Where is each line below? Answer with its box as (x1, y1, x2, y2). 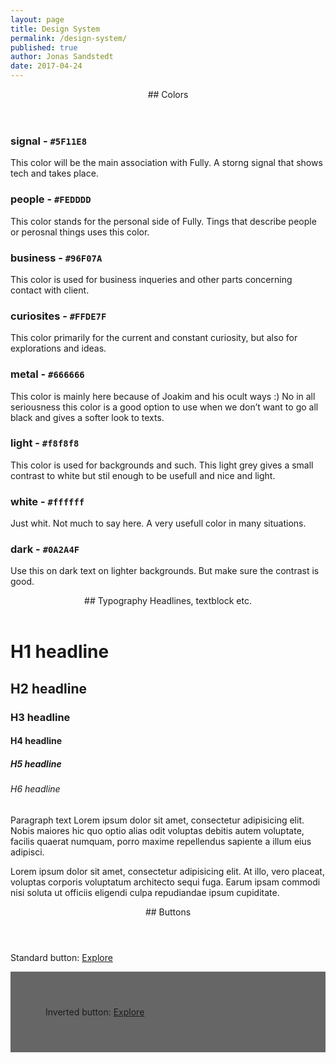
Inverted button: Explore (45, 1006, 145, 1018)
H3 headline (10, 710, 71, 724)
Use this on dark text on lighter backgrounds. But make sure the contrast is (10, 565, 320, 577)
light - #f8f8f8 (10, 436, 80, 450)
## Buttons (144, 906, 192, 918)
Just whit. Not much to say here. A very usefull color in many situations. (10, 517, 307, 530)
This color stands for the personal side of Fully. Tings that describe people (10, 215, 317, 227)
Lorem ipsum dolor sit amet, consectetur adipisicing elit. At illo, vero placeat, (10, 865, 325, 877)
